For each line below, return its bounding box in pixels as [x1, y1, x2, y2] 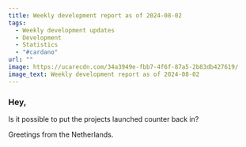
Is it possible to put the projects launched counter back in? [8, 114, 199, 123]
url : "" [8, 56, 34, 64]
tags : [8, 19, 26, 27]
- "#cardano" [15, 48, 59, 56]
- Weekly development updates [15, 26, 115, 34]
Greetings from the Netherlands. [8, 130, 114, 139]
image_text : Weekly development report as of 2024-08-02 [8, 70, 200, 78]
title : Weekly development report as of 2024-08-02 [8, 11, 182, 20]
